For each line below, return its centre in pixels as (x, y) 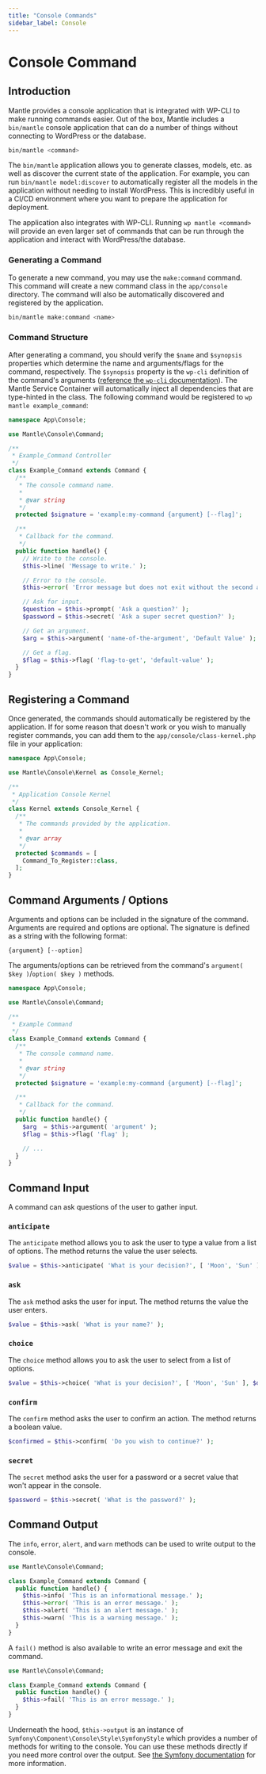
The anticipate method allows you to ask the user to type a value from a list (133, 1243)
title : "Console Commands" (53, 15)
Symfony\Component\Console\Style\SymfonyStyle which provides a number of (133, 1738)
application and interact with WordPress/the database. (97, 239)
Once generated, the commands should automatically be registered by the (129, 719)
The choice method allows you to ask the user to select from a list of (120, 1359)
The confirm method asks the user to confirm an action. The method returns (132, 1418)
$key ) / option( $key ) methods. (61, 973)
